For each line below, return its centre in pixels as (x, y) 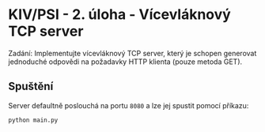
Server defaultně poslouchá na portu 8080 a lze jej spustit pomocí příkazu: (129, 105)
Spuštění (31, 87)
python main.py (33, 120)
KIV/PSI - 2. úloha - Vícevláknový (119, 15)
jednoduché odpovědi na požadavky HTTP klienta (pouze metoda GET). (125, 62)
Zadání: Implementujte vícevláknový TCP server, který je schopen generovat (132, 53)
